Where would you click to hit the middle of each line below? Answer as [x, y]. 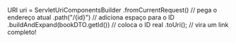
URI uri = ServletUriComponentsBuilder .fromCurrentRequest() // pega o [112, 10]
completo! [22, 32]
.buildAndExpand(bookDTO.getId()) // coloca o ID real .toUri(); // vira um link [118, 25]
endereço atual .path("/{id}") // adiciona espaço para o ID [91, 17]
